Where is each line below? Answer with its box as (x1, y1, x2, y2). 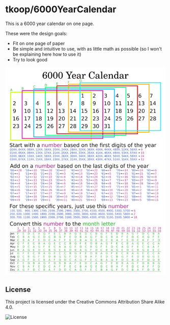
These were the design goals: (5, 30, 68, 36)
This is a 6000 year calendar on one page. (5, 20, 94, 27)
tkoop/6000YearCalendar (5, 4, 117, 15)
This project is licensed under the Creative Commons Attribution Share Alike (5, 299, 165, 305)
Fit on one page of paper (12, 40, 65, 47)
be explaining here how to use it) (12, 51, 81, 57)
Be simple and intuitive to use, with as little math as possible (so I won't (12, 45, 162, 52)
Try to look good (12, 56, 47, 62)
